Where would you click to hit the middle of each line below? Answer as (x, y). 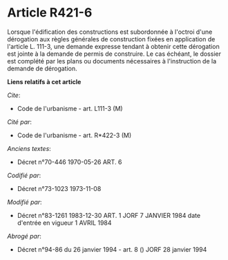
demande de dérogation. (42, 68)
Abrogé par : (24, 236)
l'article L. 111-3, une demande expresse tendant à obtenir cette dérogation (113, 46)
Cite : (14, 95)
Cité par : (20, 121)
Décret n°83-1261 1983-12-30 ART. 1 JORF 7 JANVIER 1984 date (109, 215)
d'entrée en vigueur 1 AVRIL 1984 (64, 223)
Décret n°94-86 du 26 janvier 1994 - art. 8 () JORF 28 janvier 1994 (112, 249)
